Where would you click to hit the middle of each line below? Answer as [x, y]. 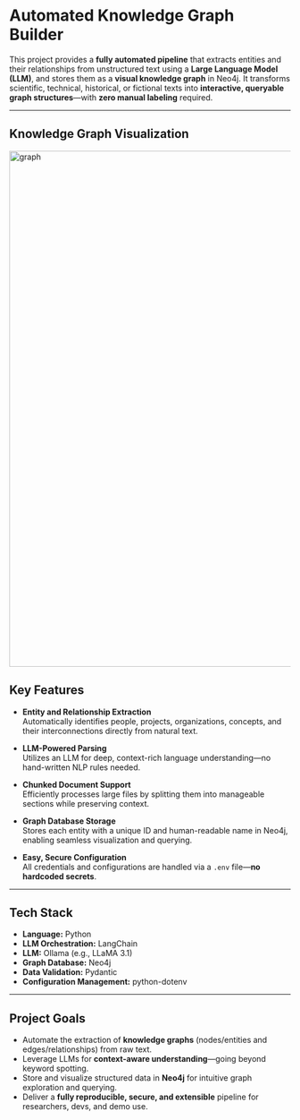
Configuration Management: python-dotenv [104, 982]
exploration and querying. [70, 1088]
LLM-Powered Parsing [64, 748]
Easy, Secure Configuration [74, 857]
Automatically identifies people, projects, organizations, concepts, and [152, 721]
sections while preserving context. [86, 803]
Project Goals [48, 1018]
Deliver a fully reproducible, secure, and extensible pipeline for [140, 1097]
